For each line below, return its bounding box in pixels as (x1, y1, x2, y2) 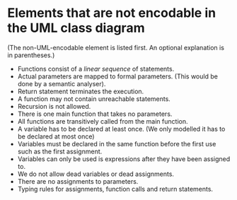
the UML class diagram (7, 20, 145, 36)
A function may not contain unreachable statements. (17, 94, 171, 103)
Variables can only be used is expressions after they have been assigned (17, 154, 231, 163)
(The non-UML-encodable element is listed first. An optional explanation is (7, 43, 225, 52)
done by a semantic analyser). (17, 79, 106, 88)
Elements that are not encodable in (7, 5, 216, 21)
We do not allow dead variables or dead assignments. (17, 170, 175, 178)
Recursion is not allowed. (17, 102, 91, 110)
